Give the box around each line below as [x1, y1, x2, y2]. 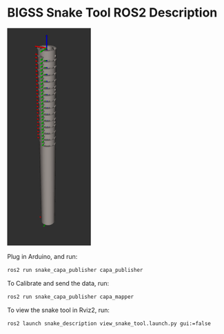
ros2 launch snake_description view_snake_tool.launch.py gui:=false [7, 320, 212, 327]
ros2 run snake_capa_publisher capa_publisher [7, 266, 143, 273]
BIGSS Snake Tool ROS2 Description [7, 5, 218, 21]
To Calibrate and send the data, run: [7, 279, 110, 287]
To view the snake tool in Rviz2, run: [7, 306, 110, 314]
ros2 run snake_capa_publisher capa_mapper [7, 293, 134, 300]
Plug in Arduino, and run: [7, 252, 78, 260]
